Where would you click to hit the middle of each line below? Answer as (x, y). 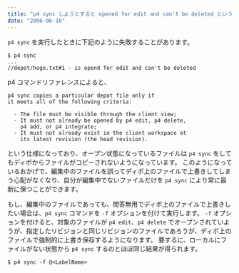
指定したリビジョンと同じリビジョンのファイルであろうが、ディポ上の (129, 231)
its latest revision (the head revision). (84, 139)
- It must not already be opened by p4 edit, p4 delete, (100, 120)
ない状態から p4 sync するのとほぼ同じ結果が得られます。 (117, 248)
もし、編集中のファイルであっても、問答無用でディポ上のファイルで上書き (116, 204)
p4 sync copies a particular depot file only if (81, 96)
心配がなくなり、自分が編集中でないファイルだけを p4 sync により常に (117, 180)
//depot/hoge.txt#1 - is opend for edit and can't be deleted (102, 68)
